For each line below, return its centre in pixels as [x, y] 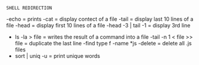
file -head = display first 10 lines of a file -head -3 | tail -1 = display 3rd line [98, 25]
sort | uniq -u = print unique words [58, 56]
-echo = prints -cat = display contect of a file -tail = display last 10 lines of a [100, 19]
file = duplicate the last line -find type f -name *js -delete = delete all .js [103, 43]
